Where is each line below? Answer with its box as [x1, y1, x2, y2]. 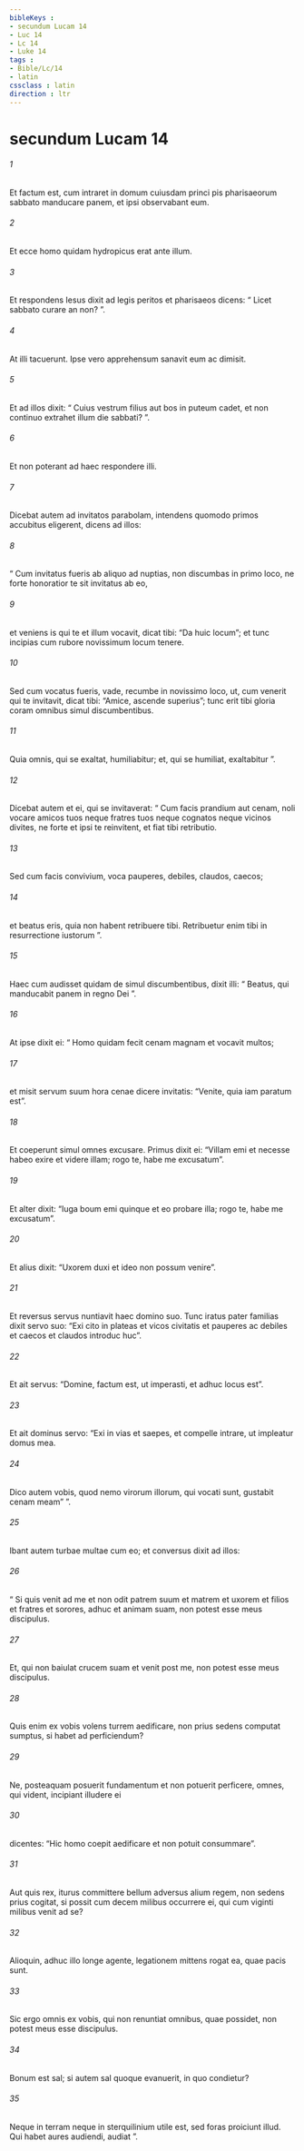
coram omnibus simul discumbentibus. [9, 705, 154, 716]
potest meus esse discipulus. [9, 2023, 119, 2035]
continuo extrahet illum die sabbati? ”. [9, 411, 150, 422]
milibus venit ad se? [9, 1906, 83, 1917]
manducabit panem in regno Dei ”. [9, 987, 137, 999]
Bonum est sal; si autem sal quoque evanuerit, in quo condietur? [9, 2072, 250, 2083]
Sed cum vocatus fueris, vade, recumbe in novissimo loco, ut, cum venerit [9, 685, 287, 696]
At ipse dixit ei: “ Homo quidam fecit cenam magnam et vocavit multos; [9, 1036, 274, 1047]
